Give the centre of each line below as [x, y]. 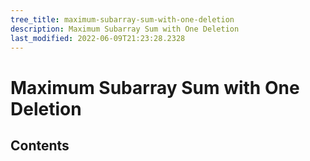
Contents [40, 145]
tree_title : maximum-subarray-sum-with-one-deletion [122, 19]
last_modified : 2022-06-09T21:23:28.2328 [98, 38]
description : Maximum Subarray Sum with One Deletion [125, 29]
